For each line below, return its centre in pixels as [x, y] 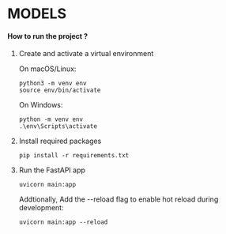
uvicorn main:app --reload [63, 222]
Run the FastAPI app [52, 170]
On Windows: [41, 105]
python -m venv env [51, 119]
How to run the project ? [48, 36]
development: [41, 208]
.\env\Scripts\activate [58, 126]
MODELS [37, 14]
